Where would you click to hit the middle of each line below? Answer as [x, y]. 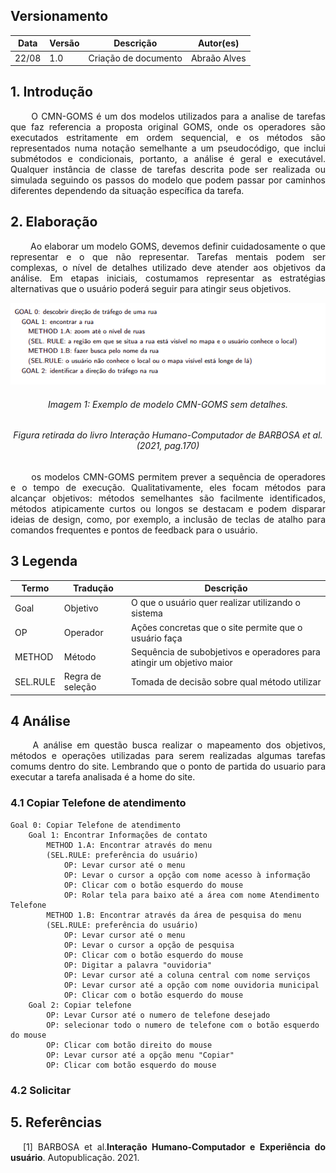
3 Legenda [44, 561]
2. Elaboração [54, 222]
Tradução [93, 588]
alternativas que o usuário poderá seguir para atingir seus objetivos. [151, 288]
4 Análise [40, 721]
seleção [80, 687]
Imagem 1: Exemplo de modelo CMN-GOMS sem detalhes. [168, 404]
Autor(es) [218, 43]
